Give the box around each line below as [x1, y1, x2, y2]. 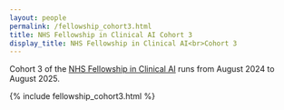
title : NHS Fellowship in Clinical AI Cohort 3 [9, 30, 193, 39]
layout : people [9, 13, 67, 23]
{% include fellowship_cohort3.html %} [9, 91, 156, 102]
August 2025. [9, 74, 61, 85]
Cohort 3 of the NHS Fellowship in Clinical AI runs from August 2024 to [9, 64, 275, 75]
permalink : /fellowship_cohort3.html [9, 22, 152, 31]
